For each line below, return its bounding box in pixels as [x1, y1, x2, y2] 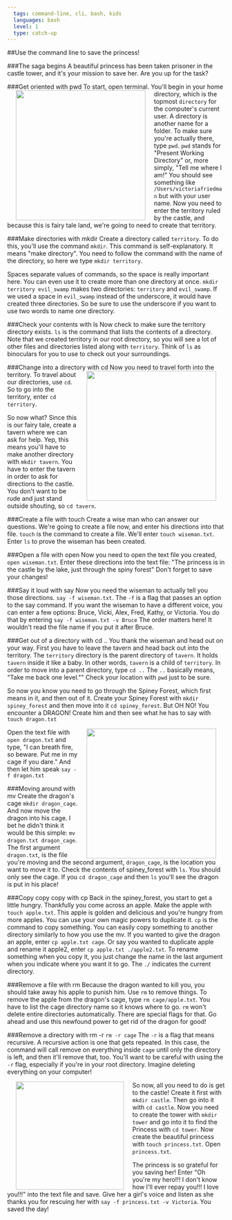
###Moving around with [7, 784, 76, 793]
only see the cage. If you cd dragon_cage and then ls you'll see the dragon [7, 873, 219, 881]
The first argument [7, 843, 61, 852]
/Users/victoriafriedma [154, 186, 222, 193]
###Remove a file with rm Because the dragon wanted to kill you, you [7, 981, 205, 989]
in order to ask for [7, 472, 59, 481]
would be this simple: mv [7, 829, 76, 837]
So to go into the [7, 385, 55, 394]
